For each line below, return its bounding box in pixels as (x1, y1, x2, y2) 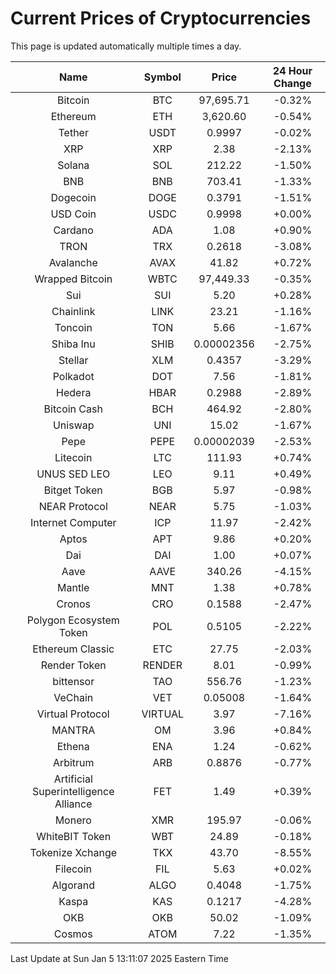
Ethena (56, 739, 90, 753)
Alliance (54, 797, 93, 811)
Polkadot (52, 369, 95, 383)
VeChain (53, 690, 94, 704)
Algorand (51, 878, 96, 892)
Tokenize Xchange (29, 845, 118, 859)
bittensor (52, 674, 95, 688)
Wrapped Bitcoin (34, 272, 113, 286)
